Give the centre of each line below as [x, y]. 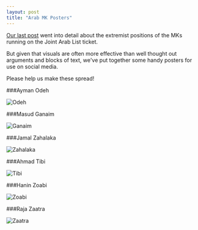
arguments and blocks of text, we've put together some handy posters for [99, 60]
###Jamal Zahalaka [31, 138]
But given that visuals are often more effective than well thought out [92, 53]
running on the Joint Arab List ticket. [52, 42]
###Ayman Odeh [28, 90]
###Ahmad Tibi [26, 161]
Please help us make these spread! [50, 78]
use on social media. [32, 66]
